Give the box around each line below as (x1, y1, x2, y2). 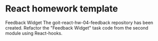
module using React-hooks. (5, 30, 63, 36)
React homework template (5, 3, 118, 14)
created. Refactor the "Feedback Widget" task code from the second (5, 24, 149, 30)
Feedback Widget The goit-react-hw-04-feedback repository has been (5, 19, 153, 25)
